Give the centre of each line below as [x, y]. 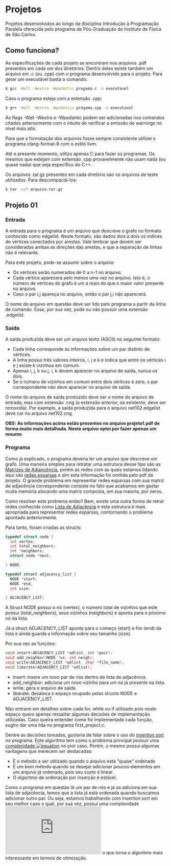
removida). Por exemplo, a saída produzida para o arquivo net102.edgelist [83, 408]
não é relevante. [22, 253]
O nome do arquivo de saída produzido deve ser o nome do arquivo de [80, 397]
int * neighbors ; [27, 551]
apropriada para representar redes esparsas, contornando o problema [79, 512]
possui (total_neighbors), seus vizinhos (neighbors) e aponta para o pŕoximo [86, 613]
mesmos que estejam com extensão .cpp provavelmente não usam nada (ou [86, 159]
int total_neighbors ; [33, 546]
